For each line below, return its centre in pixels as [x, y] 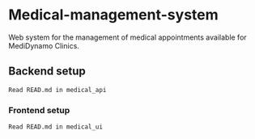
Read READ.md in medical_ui [56, 127]
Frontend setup [39, 110]
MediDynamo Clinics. [44, 45]
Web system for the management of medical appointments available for [127, 37]
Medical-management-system [113, 15]
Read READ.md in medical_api [57, 90]
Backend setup [47, 72]
